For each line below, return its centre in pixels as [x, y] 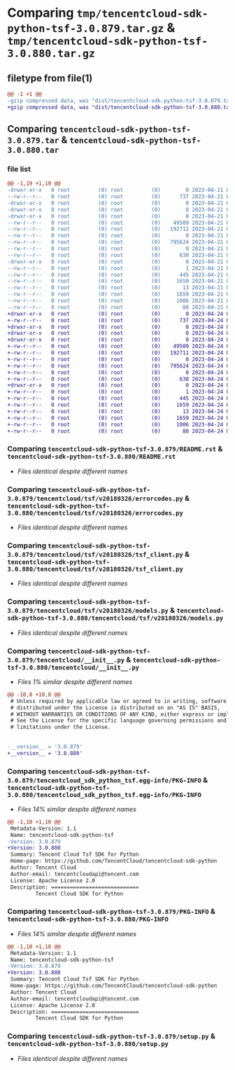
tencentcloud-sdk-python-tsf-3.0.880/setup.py [88, 1044]
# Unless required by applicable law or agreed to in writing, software [119, 701]
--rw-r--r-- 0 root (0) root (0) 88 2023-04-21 [115, 307]
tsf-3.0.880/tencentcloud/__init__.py [73, 667]
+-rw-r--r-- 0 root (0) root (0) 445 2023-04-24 [115, 398]
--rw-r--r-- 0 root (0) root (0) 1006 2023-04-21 [115, 301]
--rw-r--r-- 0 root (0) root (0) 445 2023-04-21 [115, 275]
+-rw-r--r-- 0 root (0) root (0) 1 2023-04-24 [115, 392]
